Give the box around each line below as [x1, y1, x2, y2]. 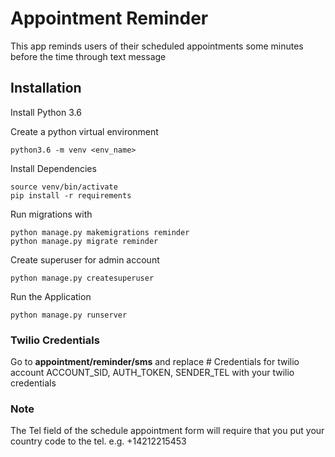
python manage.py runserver [10, 310, 128, 320]
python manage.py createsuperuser [10, 273, 155, 283]
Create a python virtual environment [10, 125, 159, 137]
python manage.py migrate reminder [10, 236, 159, 246]
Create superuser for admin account [10, 253, 160, 266]
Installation [10, 80, 82, 97]
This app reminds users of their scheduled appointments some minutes [10, 40, 304, 52]
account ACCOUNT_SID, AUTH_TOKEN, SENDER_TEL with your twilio [10, 367, 295, 379]
